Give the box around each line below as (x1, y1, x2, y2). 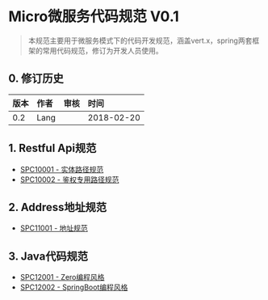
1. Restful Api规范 (8, 142, 97, 155)
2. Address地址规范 (8, 200, 107, 214)
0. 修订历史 (8, 72, 64, 86)
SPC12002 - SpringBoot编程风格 (19, 282, 128, 292)
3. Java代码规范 (8, 249, 89, 263)
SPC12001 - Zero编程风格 (19, 273, 105, 282)
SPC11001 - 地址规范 (19, 223, 89, 233)
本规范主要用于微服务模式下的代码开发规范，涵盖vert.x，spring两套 (27, 36, 253, 45)
